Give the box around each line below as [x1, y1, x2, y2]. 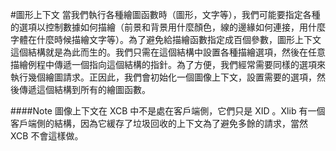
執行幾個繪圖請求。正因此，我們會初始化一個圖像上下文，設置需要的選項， [10, 71, 317, 83]
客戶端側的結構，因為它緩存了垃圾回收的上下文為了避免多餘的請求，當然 [10, 118, 308, 129]
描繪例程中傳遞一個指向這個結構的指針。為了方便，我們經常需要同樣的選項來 [10, 59, 326, 70]
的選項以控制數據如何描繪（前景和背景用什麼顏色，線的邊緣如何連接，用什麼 [10, 21, 326, 33]
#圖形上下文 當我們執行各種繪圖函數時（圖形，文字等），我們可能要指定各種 [10, 9, 321, 20]
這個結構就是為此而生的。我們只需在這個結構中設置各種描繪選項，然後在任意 [10, 46, 326, 58]
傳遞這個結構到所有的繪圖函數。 [18, 84, 151, 95]
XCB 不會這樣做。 [10, 130, 84, 142]
